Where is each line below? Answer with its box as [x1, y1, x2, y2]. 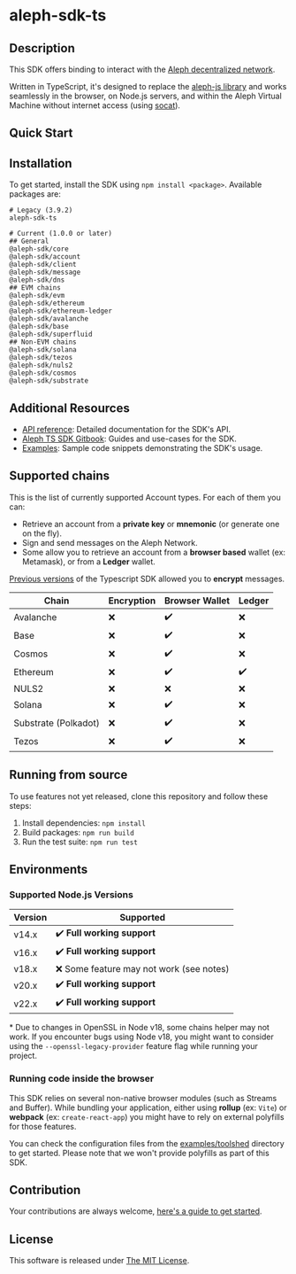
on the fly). [21, 528, 63, 539]
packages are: [9, 189, 62, 199]
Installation [9, 156, 72, 171]
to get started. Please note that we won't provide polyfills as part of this [9, 1147, 269, 1158]
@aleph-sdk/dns [9, 276, 65, 284]
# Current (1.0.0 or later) [9, 229, 113, 238]
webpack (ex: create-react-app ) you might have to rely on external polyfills [9, 1111, 285, 1122]
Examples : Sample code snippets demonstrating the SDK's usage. [21, 443, 263, 454]
